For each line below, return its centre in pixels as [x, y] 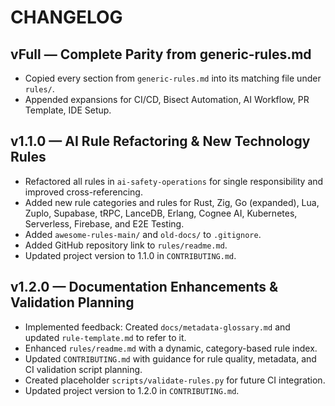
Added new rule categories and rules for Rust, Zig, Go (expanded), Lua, [172, 202]
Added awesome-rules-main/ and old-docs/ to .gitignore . [143, 234]
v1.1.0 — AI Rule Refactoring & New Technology [160, 141]
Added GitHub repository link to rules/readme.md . [126, 245]
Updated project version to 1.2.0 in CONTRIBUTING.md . [132, 390]
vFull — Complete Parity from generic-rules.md [161, 54]
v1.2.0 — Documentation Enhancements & [144, 287]
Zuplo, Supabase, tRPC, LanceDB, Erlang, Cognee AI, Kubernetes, [161, 213]
